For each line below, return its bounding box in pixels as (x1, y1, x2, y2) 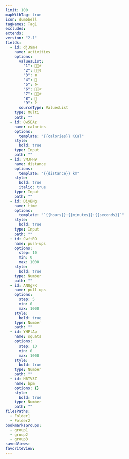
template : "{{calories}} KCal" (18, 134, 84, 139)
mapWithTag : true (5, 12, 42, 17)
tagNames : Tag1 (5, 21, 37, 27)
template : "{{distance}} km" (18, 171, 80, 176)
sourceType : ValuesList (18, 105, 69, 110)
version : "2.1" (5, 36, 37, 41)
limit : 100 (5, 7, 28, 13)
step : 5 (18, 297, 35, 302)
